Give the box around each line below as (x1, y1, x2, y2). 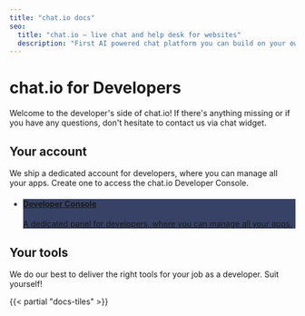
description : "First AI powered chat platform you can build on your (17, 38, 286, 48)
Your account (9, 143, 88, 159)
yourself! (9, 279, 43, 290)
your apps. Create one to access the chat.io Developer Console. (9, 178, 250, 188)
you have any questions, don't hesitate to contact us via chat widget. (9, 117, 267, 128)
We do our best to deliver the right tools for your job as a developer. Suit (9, 269, 280, 280)
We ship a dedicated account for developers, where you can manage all (9, 168, 279, 178)
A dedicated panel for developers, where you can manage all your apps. (22, 219, 293, 230)
